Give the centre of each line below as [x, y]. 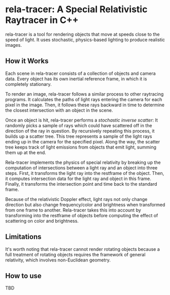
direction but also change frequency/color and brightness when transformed [85, 204]
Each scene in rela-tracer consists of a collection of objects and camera [80, 73]
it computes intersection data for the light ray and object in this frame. [78, 179]
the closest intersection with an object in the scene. [59, 110]
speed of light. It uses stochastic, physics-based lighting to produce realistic [85, 40]
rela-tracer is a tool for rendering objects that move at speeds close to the [82, 34]
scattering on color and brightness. [42, 221]
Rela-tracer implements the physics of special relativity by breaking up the [83, 162]
